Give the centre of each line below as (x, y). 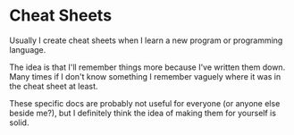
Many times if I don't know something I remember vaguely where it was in (145, 76)
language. (28, 49)
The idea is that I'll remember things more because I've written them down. (147, 67)
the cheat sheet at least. (54, 86)
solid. (19, 122)
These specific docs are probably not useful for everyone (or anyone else (145, 103)
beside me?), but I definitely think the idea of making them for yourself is (143, 113)
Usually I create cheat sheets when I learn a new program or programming (146, 40)
